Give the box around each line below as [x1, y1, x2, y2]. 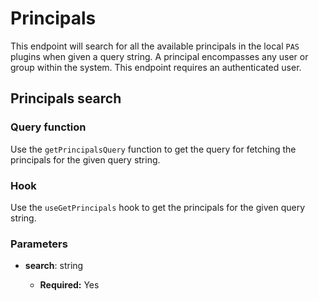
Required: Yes [39, 279, 100, 291]
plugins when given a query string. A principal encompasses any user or [10, 50, 309, 62]
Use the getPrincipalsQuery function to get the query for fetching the [10, 143, 297, 155]
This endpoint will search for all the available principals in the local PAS [10, 40, 300, 52]
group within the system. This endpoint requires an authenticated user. [10, 61, 302, 73]
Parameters [10, 237, 68, 251]
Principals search [10, 90, 122, 107]
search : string [24, 260, 84, 272]
